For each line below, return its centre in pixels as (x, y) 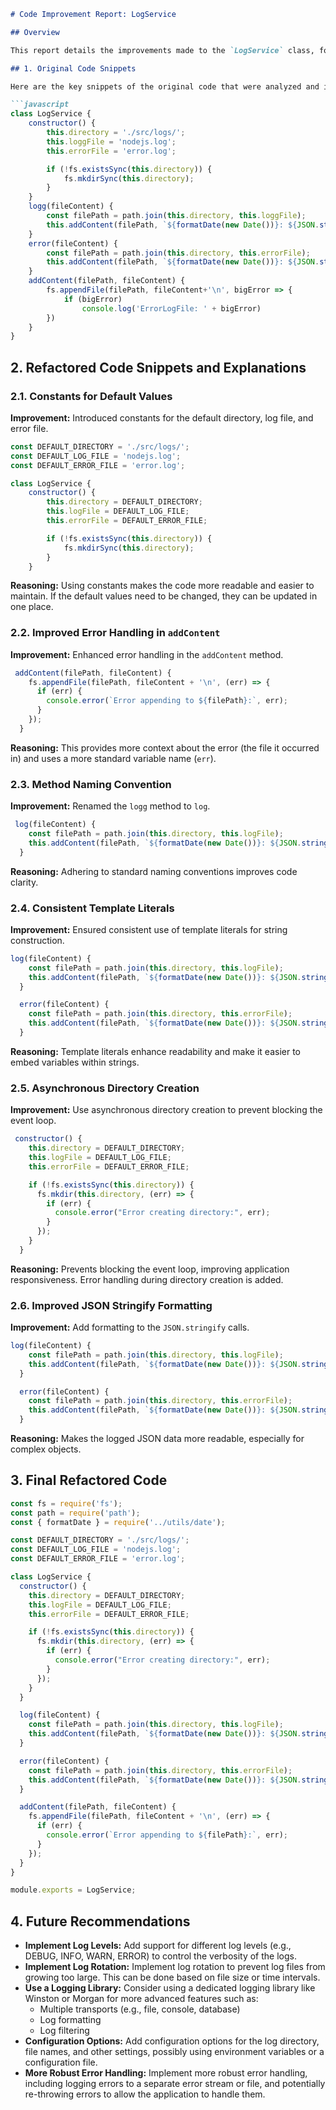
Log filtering (64, 2031)
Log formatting (70, 2020)
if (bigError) (93, 299)
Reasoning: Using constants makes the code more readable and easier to (162, 586)
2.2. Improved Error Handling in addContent (115, 633)
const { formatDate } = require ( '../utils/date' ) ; (118, 1522)
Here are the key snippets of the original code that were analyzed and (165, 86)
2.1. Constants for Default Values (91, 396)
